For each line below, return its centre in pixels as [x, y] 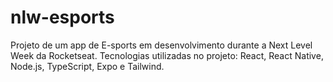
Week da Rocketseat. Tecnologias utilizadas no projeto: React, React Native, [167, 55]
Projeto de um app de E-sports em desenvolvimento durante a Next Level [161, 45]
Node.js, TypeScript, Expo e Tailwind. [87, 66]
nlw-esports [62, 17]
